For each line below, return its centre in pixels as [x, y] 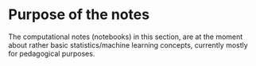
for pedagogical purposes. [52, 53]
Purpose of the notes [79, 15]
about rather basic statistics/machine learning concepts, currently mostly [128, 45]
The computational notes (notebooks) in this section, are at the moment [126, 37]
